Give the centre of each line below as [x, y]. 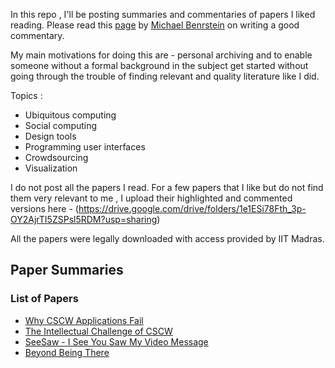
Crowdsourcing [56, 157]
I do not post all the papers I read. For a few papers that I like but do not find [167, 187]
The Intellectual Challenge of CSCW [98, 331]
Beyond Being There [67, 352]
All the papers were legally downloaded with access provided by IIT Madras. [167, 238]
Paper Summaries [67, 270]
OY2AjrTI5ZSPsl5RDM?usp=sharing [84, 219]
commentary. [37, 35]
